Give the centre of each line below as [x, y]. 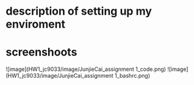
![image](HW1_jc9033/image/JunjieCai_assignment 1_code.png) [86, 69]
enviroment [35, 24]
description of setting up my [79, 11]
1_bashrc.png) [132, 76]
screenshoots [41, 52]
